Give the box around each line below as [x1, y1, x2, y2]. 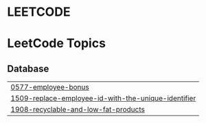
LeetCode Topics [7, 36, 106, 52]
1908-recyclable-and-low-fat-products [10, 104, 146, 114]
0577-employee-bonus [10, 82, 89, 92]
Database [7, 63, 49, 74]
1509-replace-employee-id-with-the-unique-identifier [10, 93, 196, 103]
